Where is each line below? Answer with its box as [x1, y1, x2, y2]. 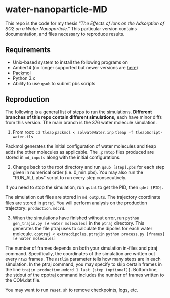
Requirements [5, 45, 51, 54]
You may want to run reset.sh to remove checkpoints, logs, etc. [5, 287, 138, 293]
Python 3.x [12, 75, 35, 81]
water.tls [12, 134, 34, 139]
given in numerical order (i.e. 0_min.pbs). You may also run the [12, 169, 143, 175]
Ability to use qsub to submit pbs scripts [12, 80, 96, 86]
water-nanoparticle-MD [5, 4, 108, 15]
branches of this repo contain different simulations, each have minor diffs [5, 114, 162, 120]
